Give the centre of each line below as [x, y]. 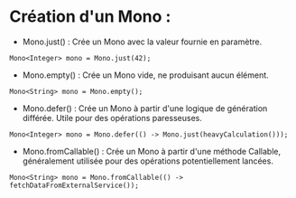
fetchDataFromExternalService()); [74, 185]
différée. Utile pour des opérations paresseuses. [112, 118]
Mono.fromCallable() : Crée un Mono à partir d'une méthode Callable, [152, 151]
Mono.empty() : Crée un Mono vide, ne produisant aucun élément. [145, 75]
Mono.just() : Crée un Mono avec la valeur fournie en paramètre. [142, 42]
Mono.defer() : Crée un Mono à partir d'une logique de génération [145, 108]
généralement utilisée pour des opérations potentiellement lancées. [148, 161]
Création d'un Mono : [90, 17]
